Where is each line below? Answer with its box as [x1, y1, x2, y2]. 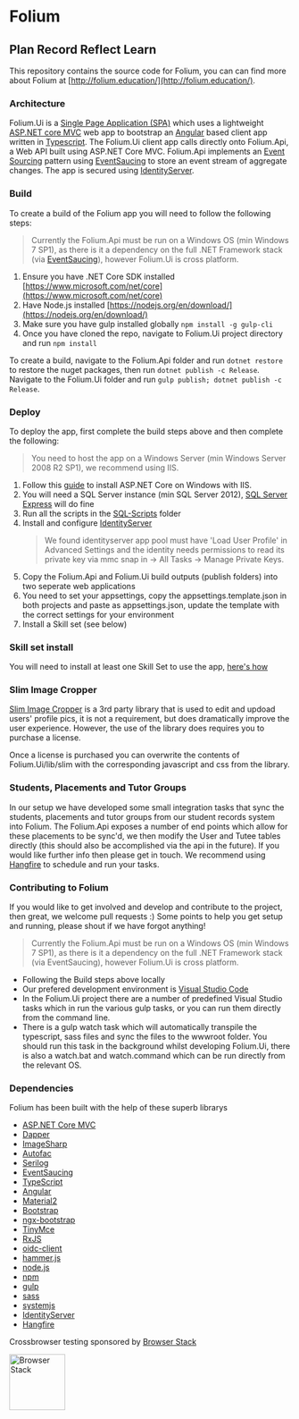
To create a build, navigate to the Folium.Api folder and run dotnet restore [9, 355, 284, 366]
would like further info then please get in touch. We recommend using [9, 849, 266, 860]
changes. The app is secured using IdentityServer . [9, 165, 195, 176]
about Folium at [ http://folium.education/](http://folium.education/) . [9, 75, 256, 86]
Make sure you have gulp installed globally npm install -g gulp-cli [21, 318, 274, 329]
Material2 [21, 1195, 58, 1206]
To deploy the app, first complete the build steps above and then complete [9, 426, 284, 436]
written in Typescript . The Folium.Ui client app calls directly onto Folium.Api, [9, 137, 289, 148]
